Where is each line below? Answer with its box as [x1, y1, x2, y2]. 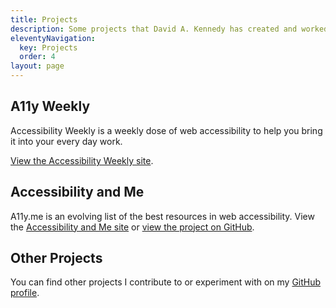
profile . [10, 287, 40, 299]
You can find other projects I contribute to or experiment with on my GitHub [10, 276, 322, 288]
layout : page [10, 61, 65, 71]
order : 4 [19, 52, 56, 62]
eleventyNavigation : [10, 33, 97, 43]
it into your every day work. [10, 135, 123, 147]
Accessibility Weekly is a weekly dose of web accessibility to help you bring [10, 124, 323, 136]
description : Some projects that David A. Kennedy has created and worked [10, 24, 329, 34]
